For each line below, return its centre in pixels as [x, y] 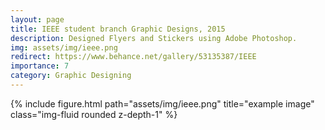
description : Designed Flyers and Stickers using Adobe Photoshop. [154, 38]
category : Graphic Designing [71, 76]
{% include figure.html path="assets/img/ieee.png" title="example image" [162, 103]
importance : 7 [40, 66]
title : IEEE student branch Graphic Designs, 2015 [118, 29]
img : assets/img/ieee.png [64, 47]
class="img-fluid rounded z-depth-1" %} [94, 114]
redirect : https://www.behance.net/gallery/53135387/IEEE [133, 57]
